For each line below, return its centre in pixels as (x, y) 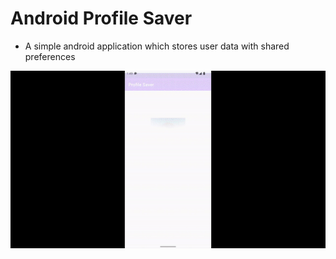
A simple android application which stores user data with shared (157, 46)
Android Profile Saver (101, 18)
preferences (50, 56)
